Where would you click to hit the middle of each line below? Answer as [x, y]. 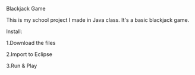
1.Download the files [31, 43]
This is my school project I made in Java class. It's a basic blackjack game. [98, 20]
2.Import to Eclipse [29, 54]
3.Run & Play [22, 66]
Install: [14, 31]
